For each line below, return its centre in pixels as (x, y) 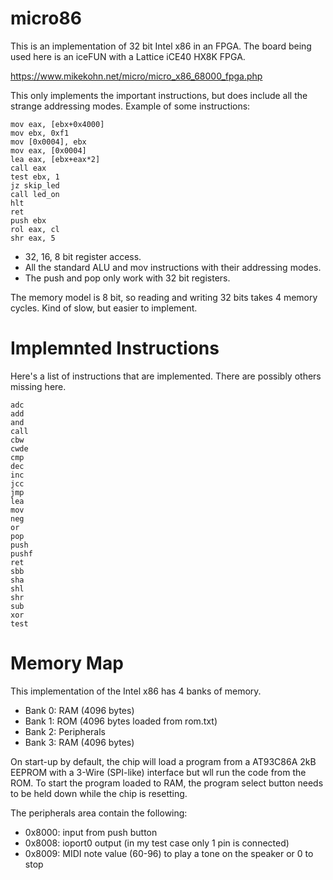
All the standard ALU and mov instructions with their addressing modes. (173, 267)
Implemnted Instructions (115, 348)
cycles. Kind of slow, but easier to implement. (104, 308)
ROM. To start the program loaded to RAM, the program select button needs (167, 783)
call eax (28, 168)
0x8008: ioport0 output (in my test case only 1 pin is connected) (157, 843)
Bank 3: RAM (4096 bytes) (79, 742)
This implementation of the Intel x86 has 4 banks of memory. (136, 691)
